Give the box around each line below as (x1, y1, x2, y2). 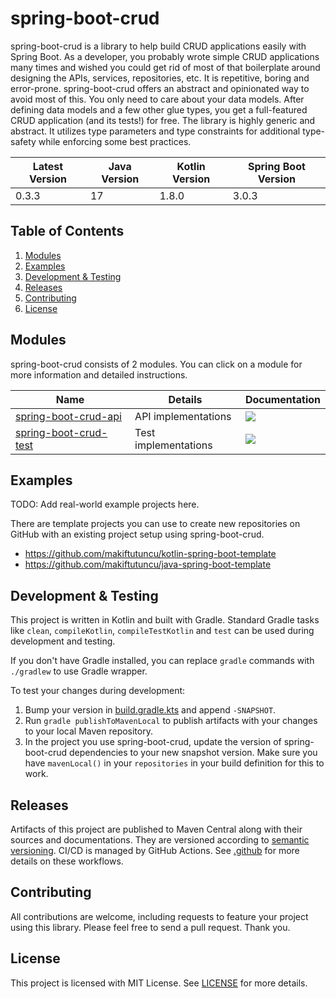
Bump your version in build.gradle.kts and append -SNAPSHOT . (24, 704, 277, 716)
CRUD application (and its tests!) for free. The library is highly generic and (10, 114, 316, 126)
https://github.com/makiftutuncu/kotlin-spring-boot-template (24, 548, 277, 560)
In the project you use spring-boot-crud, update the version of (24, 736, 282, 748)
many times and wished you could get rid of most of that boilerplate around (10, 61, 321, 73)
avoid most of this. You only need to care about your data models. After (10, 93, 305, 105)
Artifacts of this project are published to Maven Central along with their (10, 823, 303, 835)
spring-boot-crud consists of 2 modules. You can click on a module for (10, 358, 303, 370)
